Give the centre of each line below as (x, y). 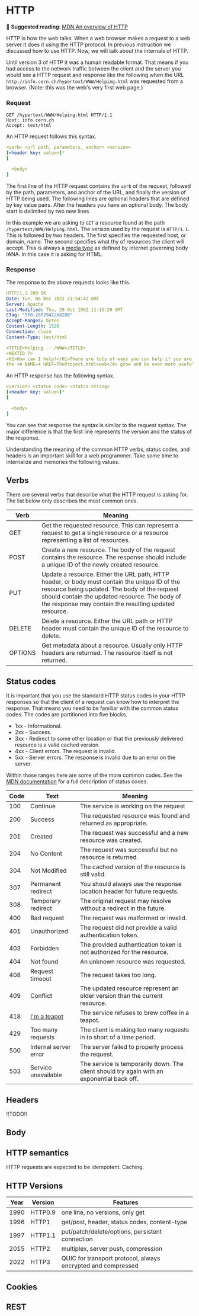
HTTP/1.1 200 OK (26, 293)
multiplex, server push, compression (112, 1249)
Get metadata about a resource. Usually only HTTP (112, 645)
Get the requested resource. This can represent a (110, 526)
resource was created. (111, 840)
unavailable (46, 1075)
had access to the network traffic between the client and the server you (94, 68)
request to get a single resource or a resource (105, 533)
